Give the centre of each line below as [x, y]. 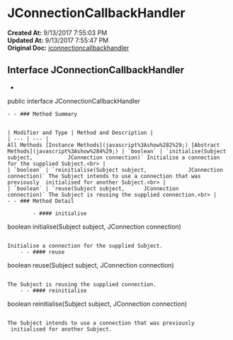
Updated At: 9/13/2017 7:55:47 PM [58, 40]
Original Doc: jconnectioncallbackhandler [68, 48]
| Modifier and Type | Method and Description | [80, 133]
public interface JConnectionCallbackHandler [74, 101]
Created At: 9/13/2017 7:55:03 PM [57, 33]
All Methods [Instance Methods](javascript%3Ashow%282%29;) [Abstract [114, 145]
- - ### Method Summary [42, 114]
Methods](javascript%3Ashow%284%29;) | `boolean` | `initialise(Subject [117, 151]
